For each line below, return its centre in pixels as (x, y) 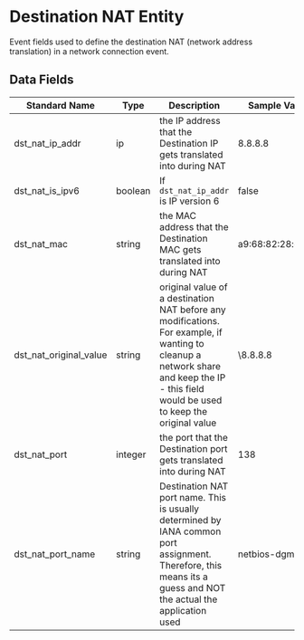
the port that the (194, 437)
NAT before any (193, 310)
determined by (190, 520)
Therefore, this (191, 565)
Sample (265, 105)
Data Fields (42, 80)
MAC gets (180, 249)
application (183, 610)
